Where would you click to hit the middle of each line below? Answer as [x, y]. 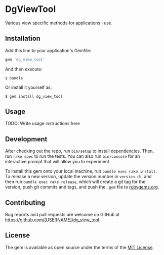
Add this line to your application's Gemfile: [48, 50]
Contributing [25, 203]
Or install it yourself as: [28, 87]
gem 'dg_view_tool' [25, 60]
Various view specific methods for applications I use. [59, 23]
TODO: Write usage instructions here [42, 124]
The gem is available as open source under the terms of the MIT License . [80, 247]
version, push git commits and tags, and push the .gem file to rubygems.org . [82, 187]
